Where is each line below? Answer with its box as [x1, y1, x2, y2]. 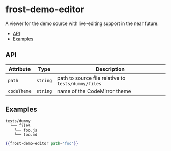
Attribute [8, 65, 31, 72]
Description [96, 65, 125, 72]
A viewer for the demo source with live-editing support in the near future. [5, 20, 159, 27]
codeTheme [8, 88, 32, 94]
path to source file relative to [56, 74, 126, 81]
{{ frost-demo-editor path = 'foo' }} [5, 141, 79, 146]
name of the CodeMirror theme [56, 88, 131, 95]
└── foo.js [14, 128, 38, 133]
